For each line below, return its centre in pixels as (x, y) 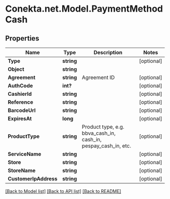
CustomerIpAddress (33, 179)
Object (16, 69)
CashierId (20, 94)
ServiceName (25, 154)
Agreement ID (98, 77)
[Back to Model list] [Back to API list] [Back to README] (63, 191)
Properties (22, 38)
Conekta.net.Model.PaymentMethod (84, 9)
